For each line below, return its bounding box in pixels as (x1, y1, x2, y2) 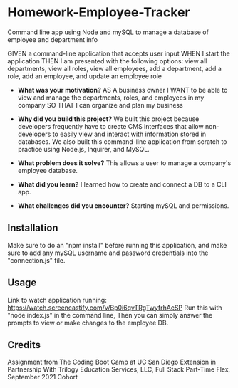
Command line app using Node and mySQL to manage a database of (7, 28, 209, 36)
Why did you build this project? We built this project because (17, 115, 200, 123)
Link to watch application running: (7, 295, 107, 304)
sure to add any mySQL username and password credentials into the (7, 248, 209, 257)
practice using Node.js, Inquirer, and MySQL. (17, 145, 150, 153)
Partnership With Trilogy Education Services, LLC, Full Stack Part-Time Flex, (7, 365, 231, 374)
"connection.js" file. (7, 256, 66, 264)
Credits (7, 339, 41, 351)
